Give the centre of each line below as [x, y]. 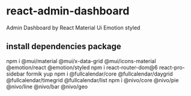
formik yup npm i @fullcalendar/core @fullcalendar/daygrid [99, 74]
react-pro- [172, 67]
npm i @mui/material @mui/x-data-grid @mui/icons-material [81, 61]
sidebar [16, 74]
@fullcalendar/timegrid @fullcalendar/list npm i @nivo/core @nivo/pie [92, 80]
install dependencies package [64, 46]
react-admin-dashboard [68, 11]
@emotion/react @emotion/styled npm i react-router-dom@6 [82, 67]
